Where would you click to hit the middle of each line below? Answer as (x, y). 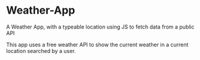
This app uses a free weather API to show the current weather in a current (97, 45)
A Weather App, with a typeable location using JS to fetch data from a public (100, 27)
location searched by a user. (41, 50)
